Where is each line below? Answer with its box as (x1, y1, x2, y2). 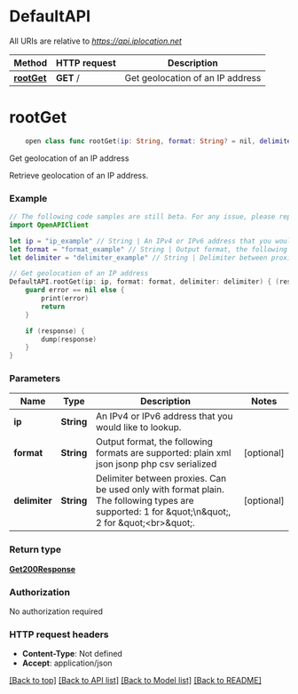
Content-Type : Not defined (21, 649, 122, 659)
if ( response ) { (25, 326, 86, 335)
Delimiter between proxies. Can (96, 473, 227, 485)
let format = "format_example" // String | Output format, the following (9, 244, 288, 254)
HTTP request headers (9, 628, 109, 641)
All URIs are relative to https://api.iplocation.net (9, 36, 182, 46)
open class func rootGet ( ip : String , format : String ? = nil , (25, 136, 256, 146)
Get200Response (9, 563, 76, 574)
